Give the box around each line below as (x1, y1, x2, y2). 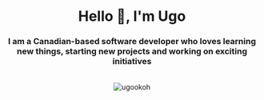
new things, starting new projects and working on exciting (16, 46, 248, 57)
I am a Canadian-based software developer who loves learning (8, 36, 256, 47)
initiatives (112, 56, 152, 67)
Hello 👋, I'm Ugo (78, 7, 186, 26)
